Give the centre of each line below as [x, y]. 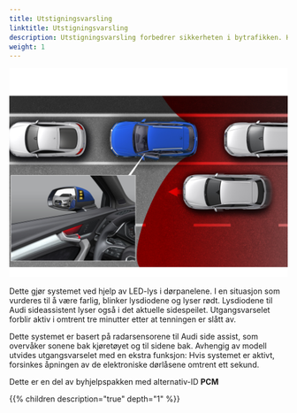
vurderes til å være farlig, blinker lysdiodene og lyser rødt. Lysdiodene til [141, 301]
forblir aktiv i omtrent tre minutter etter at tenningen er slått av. [123, 319]
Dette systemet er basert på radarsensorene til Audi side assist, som [134, 337]
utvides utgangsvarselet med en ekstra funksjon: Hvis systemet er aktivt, [142, 356]
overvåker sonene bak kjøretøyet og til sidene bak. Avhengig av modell [138, 346]
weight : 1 [27, 47]
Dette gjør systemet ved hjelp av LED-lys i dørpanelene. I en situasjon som [145, 291]
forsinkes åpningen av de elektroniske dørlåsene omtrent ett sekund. [134, 365]
